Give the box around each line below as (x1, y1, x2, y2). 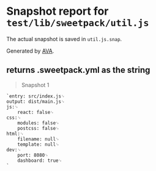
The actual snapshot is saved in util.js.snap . (6, 35, 122, 42)
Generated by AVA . (6, 47, 54, 55)
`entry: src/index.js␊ (6, 93, 65, 99)
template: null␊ (17, 141, 60, 148)
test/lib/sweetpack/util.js (6, 17, 149, 29)
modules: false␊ (17, 120, 60, 126)
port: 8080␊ (17, 152, 49, 158)
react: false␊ (17, 109, 54, 115)
